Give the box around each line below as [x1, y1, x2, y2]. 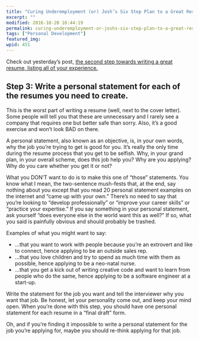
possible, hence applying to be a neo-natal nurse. [14, 259, 136, 267]
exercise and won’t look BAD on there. [6, 125, 99, 132]
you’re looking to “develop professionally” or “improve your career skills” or [6, 199, 190, 206]
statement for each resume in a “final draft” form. [6, 309, 126, 316]
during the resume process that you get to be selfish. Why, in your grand [6, 150, 184, 157]
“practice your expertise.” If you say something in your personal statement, [6, 205, 190, 212]
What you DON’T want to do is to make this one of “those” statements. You [6, 173, 189, 181]
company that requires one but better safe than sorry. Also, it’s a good [6, 119, 178, 126]
